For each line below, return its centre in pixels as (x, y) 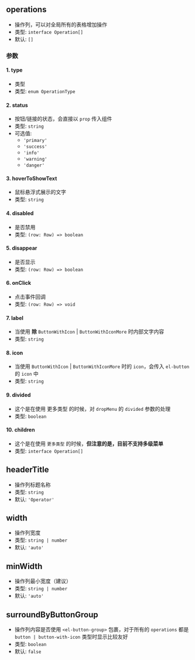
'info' (31, 153)
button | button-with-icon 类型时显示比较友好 (71, 637)
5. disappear (22, 248)
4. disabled (20, 213)
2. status (17, 105)
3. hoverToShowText (32, 178)
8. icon (15, 353)
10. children (20, 430)
